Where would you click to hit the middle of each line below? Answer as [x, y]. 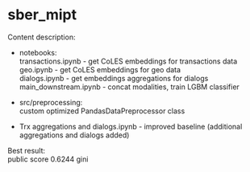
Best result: [27, 150]
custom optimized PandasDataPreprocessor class [102, 111]
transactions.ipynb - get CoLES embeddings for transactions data [128, 61]
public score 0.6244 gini [48, 159]
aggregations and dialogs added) [74, 135]
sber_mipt [42, 15]
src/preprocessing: [51, 102]
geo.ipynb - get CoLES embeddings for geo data [100, 69]
